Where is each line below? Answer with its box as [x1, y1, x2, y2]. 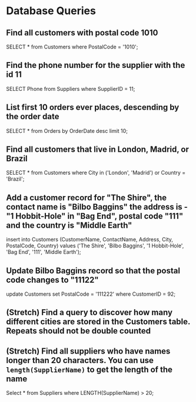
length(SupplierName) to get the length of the [6, 364, 172, 374]
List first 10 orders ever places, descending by [6, 102, 180, 113]
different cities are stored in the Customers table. [6, 317, 190, 327]
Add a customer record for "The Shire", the [6, 192, 167, 202]
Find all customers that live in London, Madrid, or [6, 145, 190, 155]
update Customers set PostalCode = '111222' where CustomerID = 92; [6, 290, 175, 298]
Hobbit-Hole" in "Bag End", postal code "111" [15, 211, 184, 221]
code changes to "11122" [6, 274, 99, 285]
